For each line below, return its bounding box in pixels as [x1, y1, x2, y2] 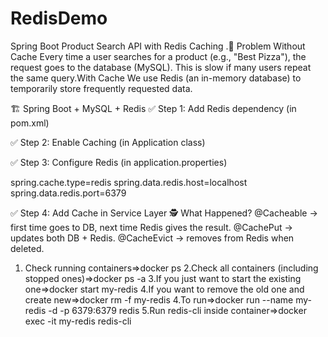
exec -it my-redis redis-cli [24, 315, 132, 327]
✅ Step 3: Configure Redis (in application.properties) [10, 156, 228, 168]
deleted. [10, 242, 45, 254]
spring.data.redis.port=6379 [10, 187, 127, 199]
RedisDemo [10, 7, 108, 30]
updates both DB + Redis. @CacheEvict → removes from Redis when [10, 232, 295, 244]
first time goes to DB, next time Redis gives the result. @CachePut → [10, 221, 293, 233]
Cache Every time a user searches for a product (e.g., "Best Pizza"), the [10, 50, 307, 62]
